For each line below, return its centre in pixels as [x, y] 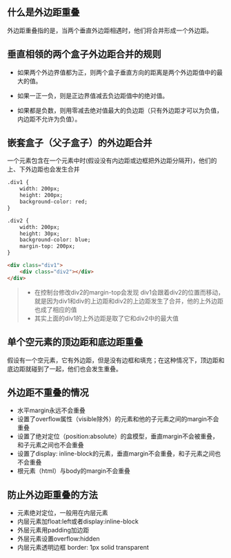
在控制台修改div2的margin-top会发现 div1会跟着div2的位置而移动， [129, 292]
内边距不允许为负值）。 [49, 119]
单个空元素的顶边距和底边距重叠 [75, 342]
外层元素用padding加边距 [53, 530]
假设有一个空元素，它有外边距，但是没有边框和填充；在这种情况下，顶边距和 [116, 360]
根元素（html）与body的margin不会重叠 [74, 471]
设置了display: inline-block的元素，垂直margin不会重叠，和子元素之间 [116, 454]
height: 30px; [40, 234]
